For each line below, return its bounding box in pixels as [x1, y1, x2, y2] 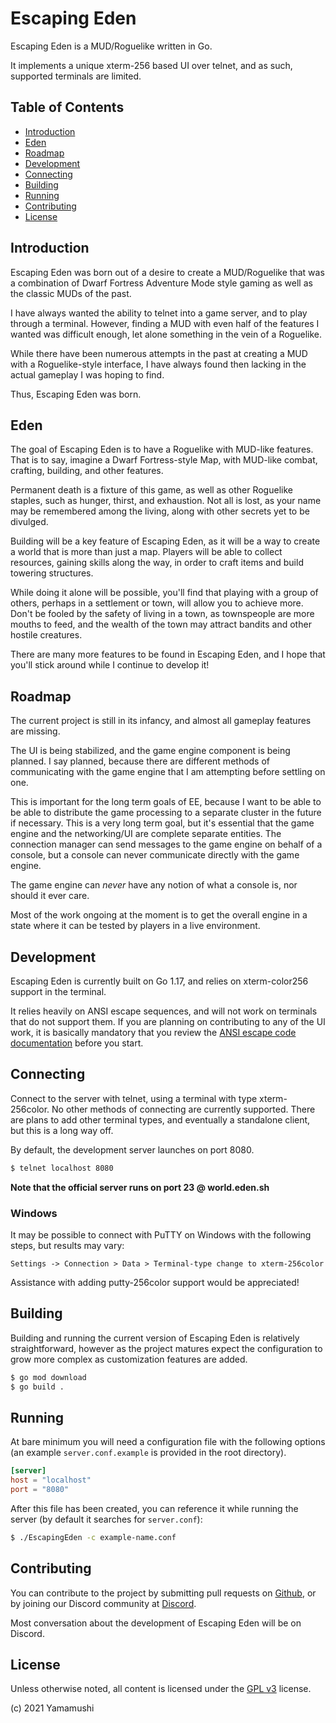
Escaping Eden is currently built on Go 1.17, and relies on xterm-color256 [10, 975, 309, 987]
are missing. [10, 725, 61, 737]
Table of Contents [10, 99, 125, 116]
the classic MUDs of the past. [10, 287, 132, 299]
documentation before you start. [10, 1037, 144, 1049]
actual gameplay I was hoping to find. [10, 368, 165, 381]
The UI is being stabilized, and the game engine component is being [10, 745, 291, 757]
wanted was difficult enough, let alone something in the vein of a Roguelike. [10, 328, 322, 340]
